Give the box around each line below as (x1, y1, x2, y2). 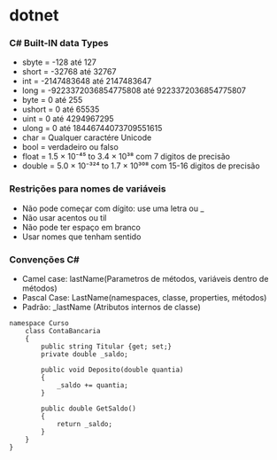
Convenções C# (9, 253, 80, 266)
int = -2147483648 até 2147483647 (21, 76, 152, 87)
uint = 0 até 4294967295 (21, 113, 114, 124)
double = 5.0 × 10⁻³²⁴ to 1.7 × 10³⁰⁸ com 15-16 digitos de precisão (21, 160, 260, 171)
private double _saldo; (41, 350, 128, 359)
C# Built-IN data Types (9, 37, 109, 50)
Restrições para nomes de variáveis (9, 183, 166, 195)
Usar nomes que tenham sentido (21, 231, 142, 242)
